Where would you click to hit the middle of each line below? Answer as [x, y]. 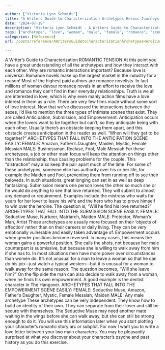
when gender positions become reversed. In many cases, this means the [79, 237]
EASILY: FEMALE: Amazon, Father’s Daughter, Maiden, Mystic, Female [76, 143]
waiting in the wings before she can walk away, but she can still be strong [80, 316]
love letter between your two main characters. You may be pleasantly [75, 332]
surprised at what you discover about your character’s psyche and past [77, 337]
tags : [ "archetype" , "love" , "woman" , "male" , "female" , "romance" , [77, 32]
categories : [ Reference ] [30, 37]
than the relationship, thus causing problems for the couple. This [70, 159]
